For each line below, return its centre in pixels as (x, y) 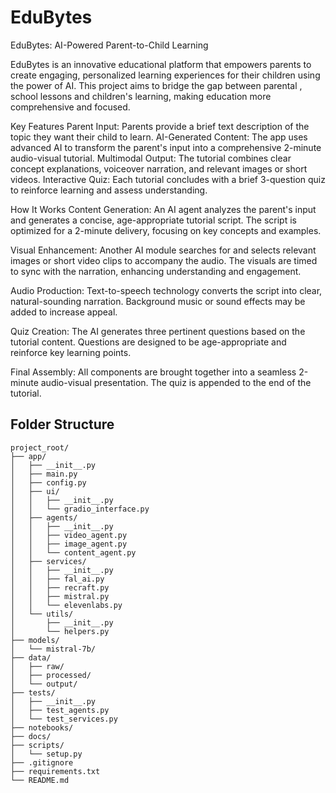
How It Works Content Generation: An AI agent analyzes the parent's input (163, 209)
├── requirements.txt (55, 771)
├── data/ (31, 657)
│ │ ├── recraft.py (60, 587)
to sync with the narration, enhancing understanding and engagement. (156, 271)
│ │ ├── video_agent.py (69, 535)
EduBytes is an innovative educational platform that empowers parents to (161, 64)
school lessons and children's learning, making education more (141, 96)
